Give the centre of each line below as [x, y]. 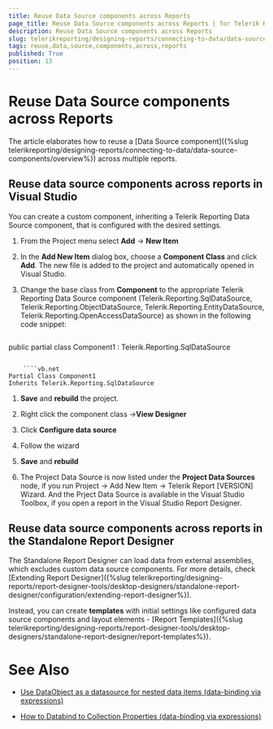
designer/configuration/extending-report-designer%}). [100, 595]
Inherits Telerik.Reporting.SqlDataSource [81, 383]
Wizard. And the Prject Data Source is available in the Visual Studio [132, 494]
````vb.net [41, 369]
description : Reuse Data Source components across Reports [110, 31]
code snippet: [43, 324]
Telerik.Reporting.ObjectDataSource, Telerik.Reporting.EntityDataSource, [142, 306]
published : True [36, 54]
